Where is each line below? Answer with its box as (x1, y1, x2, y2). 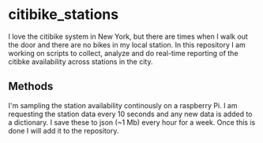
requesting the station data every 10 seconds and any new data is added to (8, 109, 253, 119)
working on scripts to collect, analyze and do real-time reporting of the (8, 48, 239, 58)
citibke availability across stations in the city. (8, 57, 153, 66)
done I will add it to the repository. (8, 126, 119, 135)
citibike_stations (8, 6, 119, 24)
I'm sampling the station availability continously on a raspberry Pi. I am (8, 100, 238, 110)
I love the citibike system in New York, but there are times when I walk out (8, 32, 249, 41)
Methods (8, 80, 54, 93)
